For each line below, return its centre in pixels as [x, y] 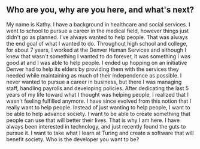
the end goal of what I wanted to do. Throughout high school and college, [97, 43]
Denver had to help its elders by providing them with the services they [93, 69]
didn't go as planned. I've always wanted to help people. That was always [97, 37]
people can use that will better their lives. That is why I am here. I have [93, 120]
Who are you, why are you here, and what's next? [100, 10]
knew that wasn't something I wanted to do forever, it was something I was [98, 56]
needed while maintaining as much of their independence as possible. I [94, 75]
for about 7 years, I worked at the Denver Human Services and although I [96, 50]
